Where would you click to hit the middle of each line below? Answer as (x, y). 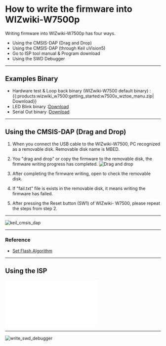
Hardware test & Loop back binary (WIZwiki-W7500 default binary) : (82, 90)
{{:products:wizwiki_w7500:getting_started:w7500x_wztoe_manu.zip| (83, 96)
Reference (18, 240)
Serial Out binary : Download (41, 112)
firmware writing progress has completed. (55, 164)
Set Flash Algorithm (32, 251)
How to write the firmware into (69, 9)
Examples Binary (32, 79)
